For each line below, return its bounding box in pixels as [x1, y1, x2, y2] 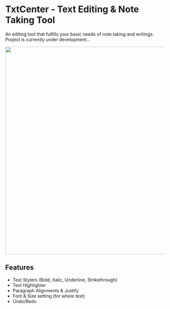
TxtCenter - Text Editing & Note [5, 4, 139, 15]
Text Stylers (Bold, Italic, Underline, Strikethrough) [12, 277, 118, 283]
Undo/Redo [12, 298, 37, 304]
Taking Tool [5, 14, 55, 26]
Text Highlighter [12, 282, 47, 288]
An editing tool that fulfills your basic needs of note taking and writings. [5, 31, 154, 37]
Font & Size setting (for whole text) [12, 293, 85, 299]
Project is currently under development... [5, 36, 91, 43]
